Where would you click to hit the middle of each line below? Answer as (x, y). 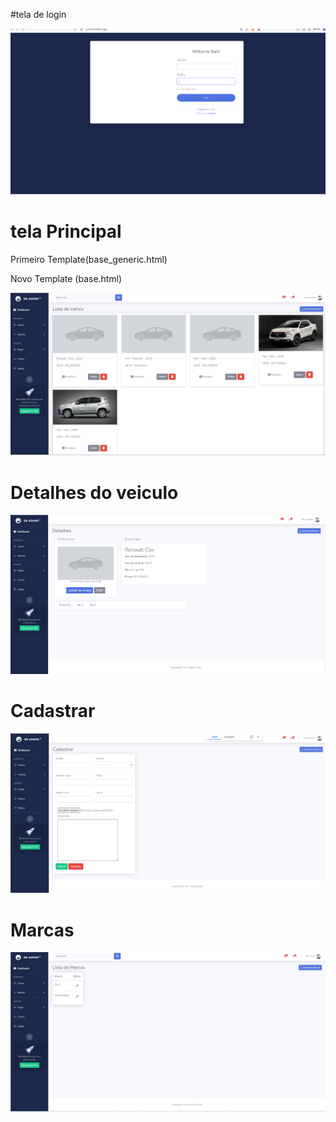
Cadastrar (53, 711)
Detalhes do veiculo (94, 492)
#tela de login (38, 14)
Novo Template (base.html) (66, 278)
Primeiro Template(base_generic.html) (89, 259)
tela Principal (66, 231)
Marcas (42, 930)
